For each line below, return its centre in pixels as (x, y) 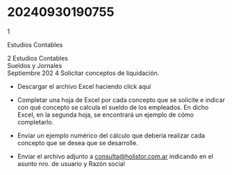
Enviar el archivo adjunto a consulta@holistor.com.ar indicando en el (115, 156)
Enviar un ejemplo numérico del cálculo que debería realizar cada (111, 135)
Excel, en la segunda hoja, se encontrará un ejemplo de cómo (106, 115)
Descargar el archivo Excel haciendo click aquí (84, 86)
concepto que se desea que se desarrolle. (77, 142)
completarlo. (35, 122)
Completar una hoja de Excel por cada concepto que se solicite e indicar (121, 100)
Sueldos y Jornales (35, 65)
